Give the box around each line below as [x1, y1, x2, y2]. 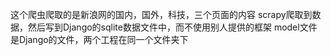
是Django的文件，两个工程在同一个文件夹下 [10, 34, 189, 45]
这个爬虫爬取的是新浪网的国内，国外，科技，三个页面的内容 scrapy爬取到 [10, 9, 313, 20]
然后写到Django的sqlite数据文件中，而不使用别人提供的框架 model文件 [27, 21, 318, 33]
